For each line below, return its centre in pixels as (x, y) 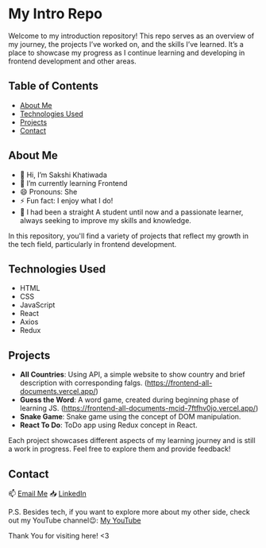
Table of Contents (54, 86)
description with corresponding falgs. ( (83, 383)
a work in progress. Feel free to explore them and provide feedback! (120, 449)
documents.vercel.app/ (58, 392)
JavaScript (37, 305)
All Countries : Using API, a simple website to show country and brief (133, 375)
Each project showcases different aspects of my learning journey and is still (132, 441)
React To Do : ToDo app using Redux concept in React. (108, 425)
